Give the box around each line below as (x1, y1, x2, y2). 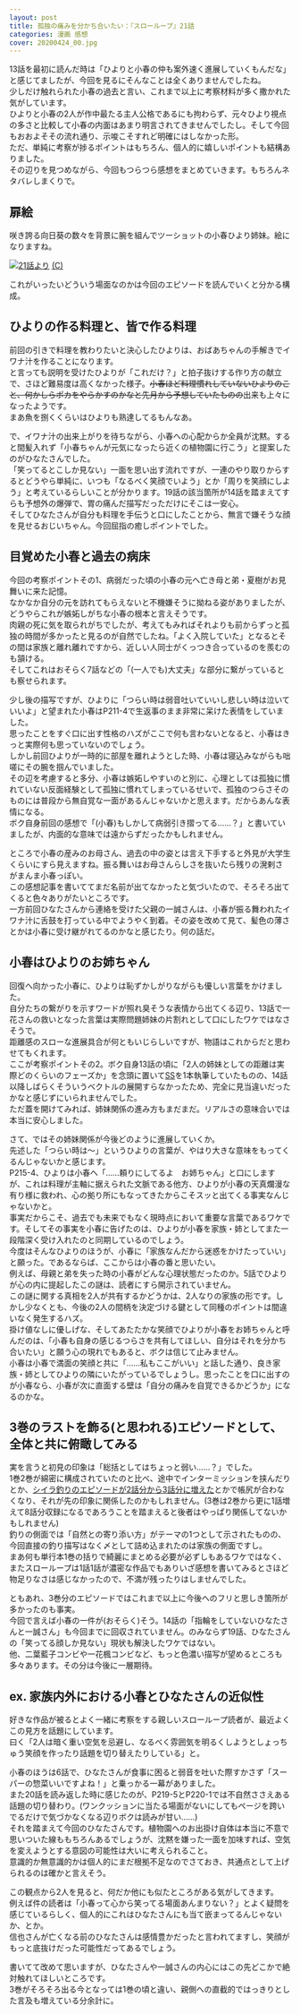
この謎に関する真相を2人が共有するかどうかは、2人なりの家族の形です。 (9, 1290, 277, 1301)
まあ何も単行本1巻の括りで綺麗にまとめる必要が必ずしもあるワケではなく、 (9, 1551, 287, 1563)
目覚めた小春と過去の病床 (9, 549, 150, 564)
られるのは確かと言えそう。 (9, 1868, 112, 1879)
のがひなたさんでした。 (9, 453, 96, 464)
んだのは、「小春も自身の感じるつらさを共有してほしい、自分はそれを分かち (9, 1335, 287, 1346)
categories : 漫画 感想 (9, 30, 88, 39)
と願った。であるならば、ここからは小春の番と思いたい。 (9, 1256, 221, 1267)
